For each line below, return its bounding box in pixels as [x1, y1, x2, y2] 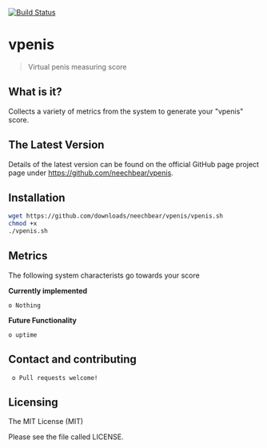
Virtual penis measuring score [27, 62, 127, 71]
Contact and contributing [8, 353, 137, 366]
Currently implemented [8, 286, 88, 295]
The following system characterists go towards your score [8, 270, 200, 280]
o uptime [8, 330, 38, 339]
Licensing [8, 396, 58, 410]
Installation [8, 190, 66, 204]
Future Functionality [8, 315, 78, 325]
